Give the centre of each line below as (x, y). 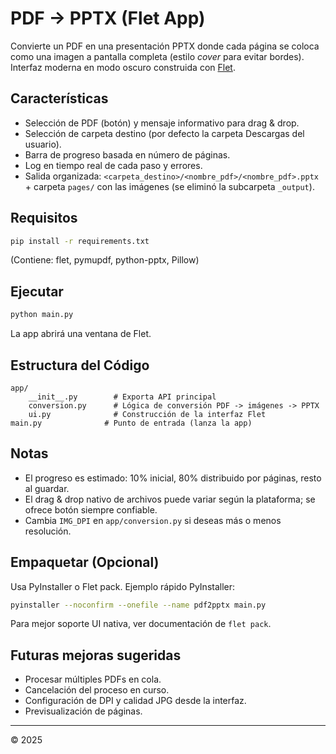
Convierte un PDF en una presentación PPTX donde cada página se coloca (165, 46)
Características (59, 98)
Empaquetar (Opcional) (85, 562)
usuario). (43, 144)
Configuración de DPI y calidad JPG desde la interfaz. (135, 701)
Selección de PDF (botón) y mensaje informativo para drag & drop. (162, 123)
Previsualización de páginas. (83, 711)
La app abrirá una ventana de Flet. (81, 334)
